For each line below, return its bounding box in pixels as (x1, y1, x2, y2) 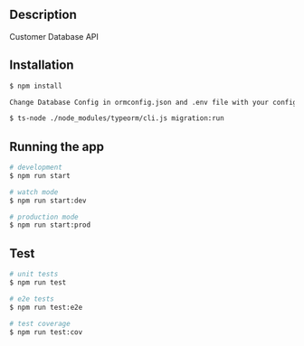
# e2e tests (9, 294, 54, 304)
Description (9, 7, 77, 23)
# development (9, 163, 63, 173)
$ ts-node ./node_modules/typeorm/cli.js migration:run (9, 114, 224, 123)
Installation (9, 58, 74, 73)
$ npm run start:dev (9, 196, 88, 205)
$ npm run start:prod (9, 220, 91, 229)
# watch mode (9, 187, 59, 197)
